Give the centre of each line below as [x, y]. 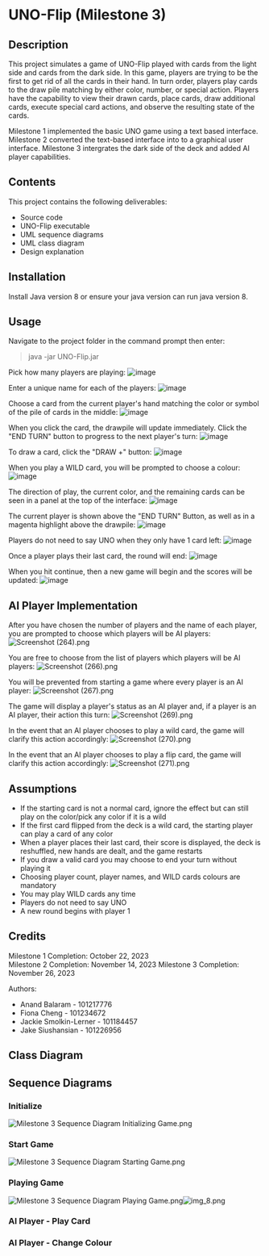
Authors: [23, 988]
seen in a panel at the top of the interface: [78, 500]
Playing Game [36, 1183]
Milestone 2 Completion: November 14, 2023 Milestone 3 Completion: [124, 964]
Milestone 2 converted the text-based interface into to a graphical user [126, 140]
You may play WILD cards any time [78, 894]
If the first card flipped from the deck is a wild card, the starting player [137, 826]
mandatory [38, 885]
